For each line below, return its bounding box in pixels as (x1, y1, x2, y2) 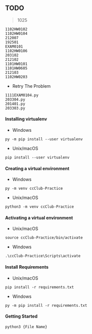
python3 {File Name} (5, 324, 48, 329)
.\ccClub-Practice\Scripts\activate (5, 254, 81, 259)
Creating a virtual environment (5, 166, 70, 171)
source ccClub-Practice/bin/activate (5, 235, 83, 240)
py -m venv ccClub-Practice (5, 186, 63, 191)
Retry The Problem (12, 83, 51, 89)
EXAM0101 (5, 44, 23, 49)
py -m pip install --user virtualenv (5, 137, 83, 142)
